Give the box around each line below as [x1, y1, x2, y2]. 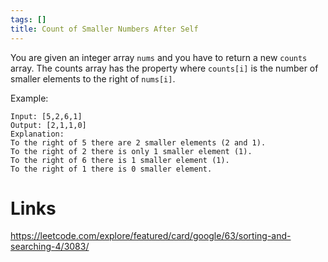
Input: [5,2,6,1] [10, 111, 83, 121]
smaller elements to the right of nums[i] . [10, 72, 176, 85]
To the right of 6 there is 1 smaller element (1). [10, 155, 230, 165]
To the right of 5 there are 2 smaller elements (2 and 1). [10, 137, 267, 148]
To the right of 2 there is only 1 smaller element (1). [10, 146, 253, 156]
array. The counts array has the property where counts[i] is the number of [10, 62, 319, 74]
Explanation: [10, 129, 65, 139]
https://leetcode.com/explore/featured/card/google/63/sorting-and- [10, 230, 292, 242]
